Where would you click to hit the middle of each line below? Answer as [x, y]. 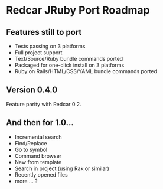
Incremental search [38, 137]
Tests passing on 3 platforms [50, 46]
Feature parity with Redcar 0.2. [44, 104]
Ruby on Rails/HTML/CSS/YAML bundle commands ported [86, 71]
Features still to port [44, 32]
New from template [38, 162]
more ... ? [26, 181]
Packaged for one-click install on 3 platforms [69, 65]
